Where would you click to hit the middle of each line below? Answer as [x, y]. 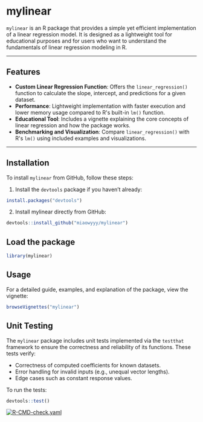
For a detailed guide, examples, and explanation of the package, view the [97, 289]
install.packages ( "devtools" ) [44, 200]
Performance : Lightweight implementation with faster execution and [100, 106]
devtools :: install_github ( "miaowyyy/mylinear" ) [67, 223]
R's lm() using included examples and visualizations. [81, 138]
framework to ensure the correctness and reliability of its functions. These [99, 347]
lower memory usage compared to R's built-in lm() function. [90, 112]
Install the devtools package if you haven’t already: [79, 189]
